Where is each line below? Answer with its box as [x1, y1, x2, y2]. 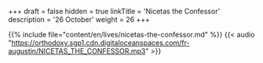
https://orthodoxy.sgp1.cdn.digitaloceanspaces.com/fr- [11, 38, 190, 47]
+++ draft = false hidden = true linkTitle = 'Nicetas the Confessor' [8, 7, 221, 16]
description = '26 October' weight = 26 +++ [8, 15, 151, 24]
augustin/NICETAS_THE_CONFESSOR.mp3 [8, 47, 146, 55]
